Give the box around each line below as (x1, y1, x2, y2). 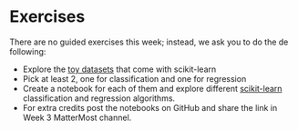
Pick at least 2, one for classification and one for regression (22, 73, 247, 84)
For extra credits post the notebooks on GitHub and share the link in (22, 102, 278, 113)
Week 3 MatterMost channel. (22, 112, 132, 123)
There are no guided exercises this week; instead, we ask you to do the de (9, 36, 289, 47)
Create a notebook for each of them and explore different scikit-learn (22, 83, 283, 94)
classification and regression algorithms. (22, 93, 176, 104)
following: (9, 45, 46, 56)
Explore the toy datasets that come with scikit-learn (22, 64, 217, 75)
